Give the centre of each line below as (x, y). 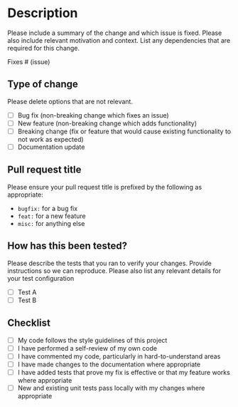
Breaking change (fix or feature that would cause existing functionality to (124, 131)
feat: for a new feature (52, 216)
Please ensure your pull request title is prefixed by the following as (105, 187)
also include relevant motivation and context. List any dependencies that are (119, 40)
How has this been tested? (67, 246)
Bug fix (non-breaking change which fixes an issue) (93, 115)
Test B (27, 300)
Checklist (29, 323)
